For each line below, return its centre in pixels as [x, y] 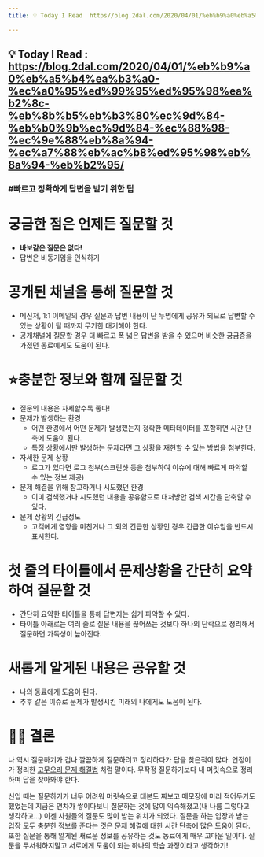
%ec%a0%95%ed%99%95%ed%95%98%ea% [130, 91]
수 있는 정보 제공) [58, 477]
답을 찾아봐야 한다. [51, 779]
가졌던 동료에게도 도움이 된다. [65, 345]
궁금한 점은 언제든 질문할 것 [91, 224]
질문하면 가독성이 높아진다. [60, 633]
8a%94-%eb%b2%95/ [66, 165]
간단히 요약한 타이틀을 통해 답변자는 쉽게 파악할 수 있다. [104, 614]
